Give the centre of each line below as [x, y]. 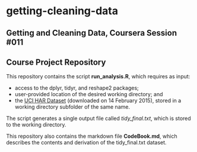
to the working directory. [36, 125]
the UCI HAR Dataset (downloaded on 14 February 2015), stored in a [98, 101]
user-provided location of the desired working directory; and [89, 94]
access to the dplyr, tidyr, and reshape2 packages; [77, 88]
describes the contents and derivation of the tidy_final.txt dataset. [87, 142]
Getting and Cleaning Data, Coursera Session [91, 33]
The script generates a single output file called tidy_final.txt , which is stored [99, 118]
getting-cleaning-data [62, 11]
